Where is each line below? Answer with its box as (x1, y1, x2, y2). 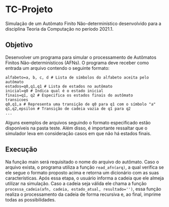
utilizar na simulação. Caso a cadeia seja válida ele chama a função (5, 180, 147, 187)
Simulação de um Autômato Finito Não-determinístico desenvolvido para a (5, 20, 161, 27)
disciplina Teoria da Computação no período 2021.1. (5, 25, 114, 32)
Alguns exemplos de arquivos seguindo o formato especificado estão (5, 119, 151, 125)
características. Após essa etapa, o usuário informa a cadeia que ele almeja (5, 175, 164, 181)
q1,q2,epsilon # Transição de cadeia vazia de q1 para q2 (5, 106, 131, 111)
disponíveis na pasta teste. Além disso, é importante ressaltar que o (5, 125, 148, 131)
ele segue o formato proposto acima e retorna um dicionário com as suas (5, 169, 159, 175)
